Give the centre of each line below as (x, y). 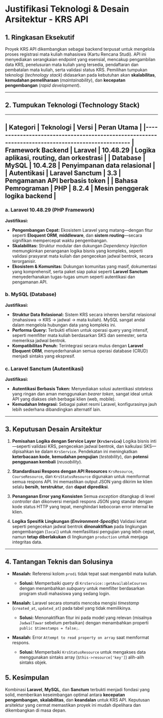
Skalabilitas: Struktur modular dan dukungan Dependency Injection (80, 245)
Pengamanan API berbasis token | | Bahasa (72, 181)
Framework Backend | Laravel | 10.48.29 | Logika (81, 150)
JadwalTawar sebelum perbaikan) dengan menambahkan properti (84, 622)
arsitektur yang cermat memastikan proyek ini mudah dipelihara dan (73, 705)
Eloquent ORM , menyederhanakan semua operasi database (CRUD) (80, 351)
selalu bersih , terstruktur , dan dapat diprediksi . (60, 487)
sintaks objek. (33, 662)
